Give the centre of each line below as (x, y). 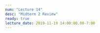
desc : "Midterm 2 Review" (31, 14)
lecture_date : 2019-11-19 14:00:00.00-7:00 (50, 23)
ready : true (17, 18)
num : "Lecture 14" (24, 9)
